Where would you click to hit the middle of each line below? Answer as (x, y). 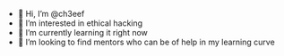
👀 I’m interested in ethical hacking (80, 23)
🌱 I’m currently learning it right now (82, 32)
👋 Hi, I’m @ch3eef (51, 14)
